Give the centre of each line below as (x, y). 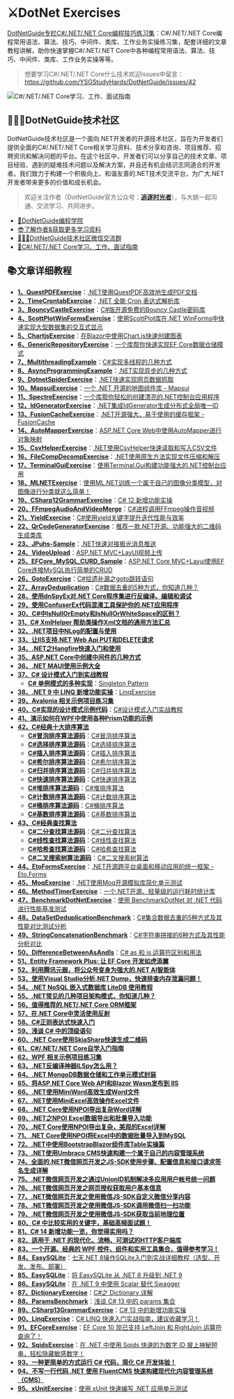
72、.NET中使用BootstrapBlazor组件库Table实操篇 (91, 1144)
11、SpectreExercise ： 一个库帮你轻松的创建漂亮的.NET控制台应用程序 (118, 396)
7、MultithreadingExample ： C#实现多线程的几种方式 (95, 361)
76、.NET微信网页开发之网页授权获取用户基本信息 (89, 1188)
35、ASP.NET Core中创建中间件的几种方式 (79, 657)
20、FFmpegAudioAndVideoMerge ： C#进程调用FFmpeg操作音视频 (116, 509)
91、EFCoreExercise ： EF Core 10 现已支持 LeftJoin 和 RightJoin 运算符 (119, 1327)
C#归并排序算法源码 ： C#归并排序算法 (82, 770)
